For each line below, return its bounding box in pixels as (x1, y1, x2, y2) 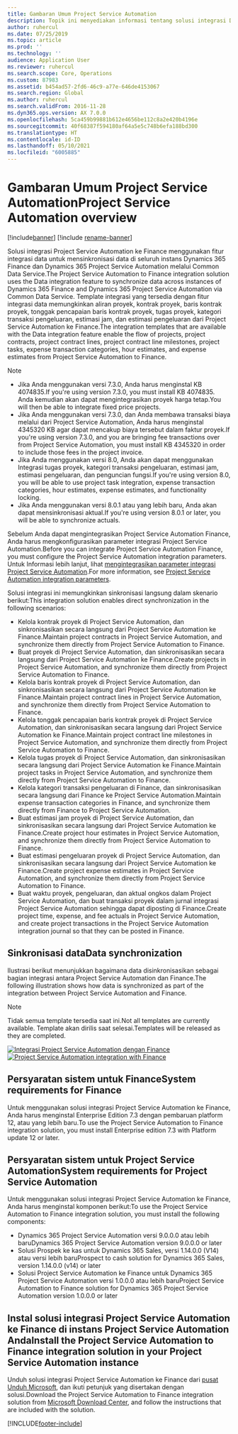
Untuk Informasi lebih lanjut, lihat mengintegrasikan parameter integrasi (7, 559, 216, 568)
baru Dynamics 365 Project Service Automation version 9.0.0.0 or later (17, 1239, 222, 1247)
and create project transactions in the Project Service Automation (17, 919, 209, 927)
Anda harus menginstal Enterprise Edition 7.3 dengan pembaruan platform (7, 1110, 223, 1119)
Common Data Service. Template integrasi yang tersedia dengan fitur (7, 292, 210, 300)
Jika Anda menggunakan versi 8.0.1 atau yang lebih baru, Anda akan (17, 500, 217, 509)
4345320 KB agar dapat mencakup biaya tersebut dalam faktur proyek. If (17, 425, 230, 434)
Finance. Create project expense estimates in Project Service (17, 866, 195, 875)
